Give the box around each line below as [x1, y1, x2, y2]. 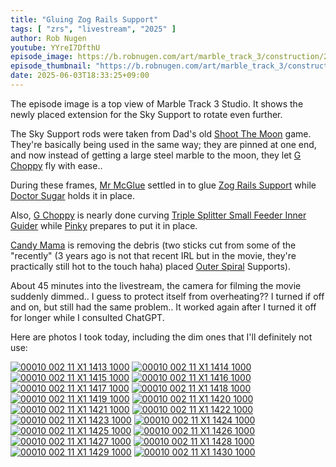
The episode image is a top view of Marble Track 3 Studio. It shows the [10, 97, 304, 110]
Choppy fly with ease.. [10, 159, 103, 171]
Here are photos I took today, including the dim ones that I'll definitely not [10, 331, 313, 343]
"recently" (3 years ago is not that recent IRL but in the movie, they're [10, 249, 297, 261]
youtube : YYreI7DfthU [10, 42, 101, 53]
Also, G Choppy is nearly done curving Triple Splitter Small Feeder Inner [10, 209, 307, 221]
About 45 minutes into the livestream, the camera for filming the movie [10, 279, 302, 291]
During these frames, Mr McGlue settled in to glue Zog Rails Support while [10, 179, 317, 191]
